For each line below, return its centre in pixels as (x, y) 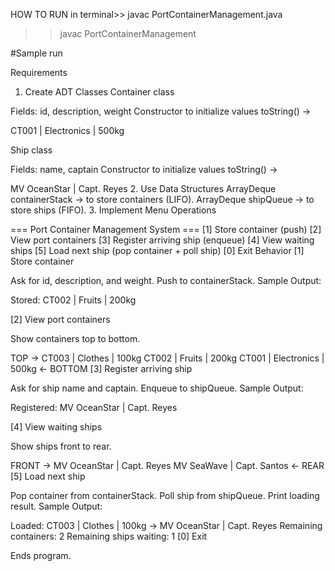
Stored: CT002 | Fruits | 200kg (73, 300)
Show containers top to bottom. (75, 338)
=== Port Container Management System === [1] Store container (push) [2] (166, 229)
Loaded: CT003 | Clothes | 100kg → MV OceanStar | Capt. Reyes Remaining (166, 525)
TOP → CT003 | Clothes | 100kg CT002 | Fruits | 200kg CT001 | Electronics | (167, 358)
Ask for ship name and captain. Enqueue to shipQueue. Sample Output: (157, 388)
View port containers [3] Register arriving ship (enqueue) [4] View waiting (162, 240)
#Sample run (36, 53)
